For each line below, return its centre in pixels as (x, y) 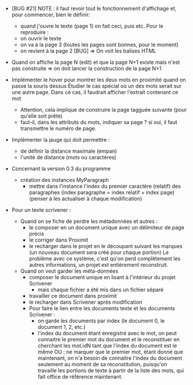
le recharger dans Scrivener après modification (86, 302)
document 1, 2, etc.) (62, 327)
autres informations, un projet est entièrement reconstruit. (99, 265)
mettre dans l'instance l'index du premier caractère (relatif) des (105, 186)
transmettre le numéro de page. (58, 128)
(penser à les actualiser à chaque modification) (85, 199)
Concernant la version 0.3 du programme (61, 169)
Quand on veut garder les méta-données (69, 271)
